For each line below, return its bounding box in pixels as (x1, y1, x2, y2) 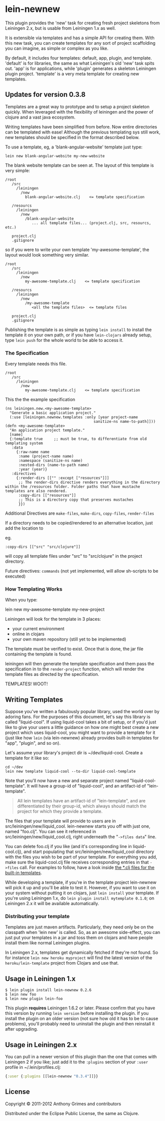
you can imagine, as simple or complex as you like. (5, 45, 109, 51)
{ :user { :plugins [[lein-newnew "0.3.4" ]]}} (5, 1074, 98, 1079)
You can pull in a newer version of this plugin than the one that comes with (5, 1054, 157, 1060)
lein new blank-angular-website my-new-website (5, 153, 105, 158)
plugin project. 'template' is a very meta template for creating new (5, 70, 139, 76)
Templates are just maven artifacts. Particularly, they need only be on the (5, 924, 154, 930)
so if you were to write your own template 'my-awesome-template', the (5, 247, 150, 253)
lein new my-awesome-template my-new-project (5, 606, 105, 612)
